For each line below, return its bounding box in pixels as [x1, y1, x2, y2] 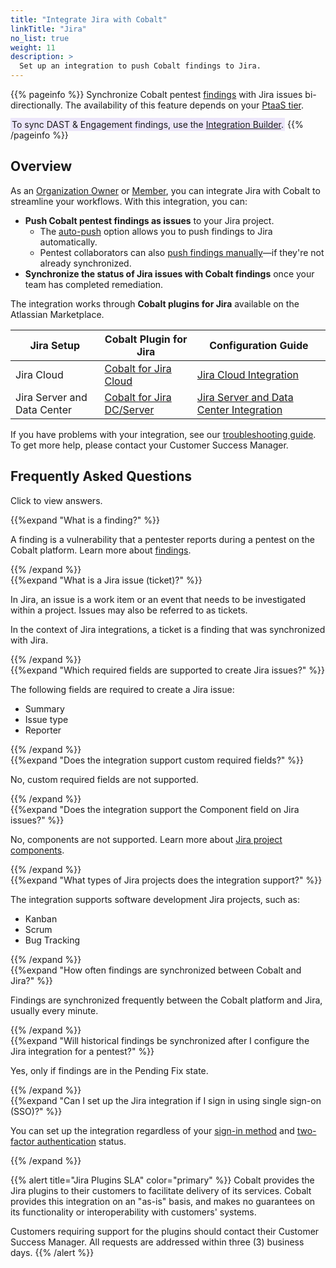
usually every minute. [10, 1004, 99, 1016]
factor [10, 1135, 35, 1147]
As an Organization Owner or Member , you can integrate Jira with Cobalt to [10, 184, 321, 196]
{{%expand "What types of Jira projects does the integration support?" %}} [10, 874, 323, 886]
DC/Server [104, 402, 155, 416]
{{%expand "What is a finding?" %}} [10, 514, 160, 526]
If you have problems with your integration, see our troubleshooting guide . [10, 428, 317, 440]
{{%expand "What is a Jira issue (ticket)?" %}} [10, 574, 203, 586]
